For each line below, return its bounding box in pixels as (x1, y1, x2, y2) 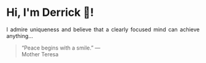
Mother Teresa (21, 50, 59, 57)
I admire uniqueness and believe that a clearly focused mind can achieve (6, 26, 200, 33)
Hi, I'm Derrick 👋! (6, 6, 94, 20)
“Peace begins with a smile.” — (21, 44, 101, 51)
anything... (6, 32, 34, 39)
